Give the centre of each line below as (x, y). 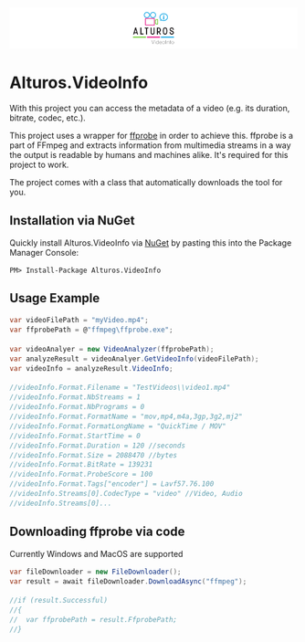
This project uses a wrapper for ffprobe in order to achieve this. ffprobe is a (152, 135)
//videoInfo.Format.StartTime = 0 (75, 436)
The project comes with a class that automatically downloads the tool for (146, 182)
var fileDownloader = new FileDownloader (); (95, 572)
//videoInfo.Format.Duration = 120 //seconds (97, 446)
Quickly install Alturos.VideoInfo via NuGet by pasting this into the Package (151, 242)
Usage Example (55, 298)
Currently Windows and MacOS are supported (96, 553)
